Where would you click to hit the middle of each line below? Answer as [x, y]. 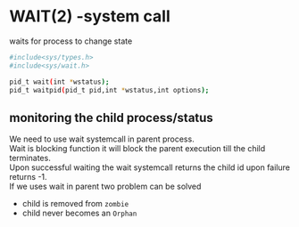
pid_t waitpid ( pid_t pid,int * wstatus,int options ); [109, 90]
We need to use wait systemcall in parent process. [102, 139]
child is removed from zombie [75, 204]
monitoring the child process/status [112, 118]
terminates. [30, 158]
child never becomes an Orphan [79, 213]
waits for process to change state [71, 41]
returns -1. [28, 177]
